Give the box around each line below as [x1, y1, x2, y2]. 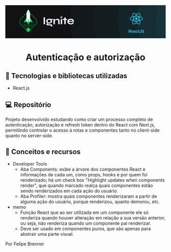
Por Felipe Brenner [5, 241, 45, 247]
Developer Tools [12, 161, 47, 167]
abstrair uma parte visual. [20, 231, 74, 237]
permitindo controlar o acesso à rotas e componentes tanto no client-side [5, 127, 160, 134]
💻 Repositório [5, 100, 51, 109]
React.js [12, 85, 30, 91]
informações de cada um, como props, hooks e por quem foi [20, 171, 148, 177]
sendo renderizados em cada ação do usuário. [20, 187, 119, 194]
